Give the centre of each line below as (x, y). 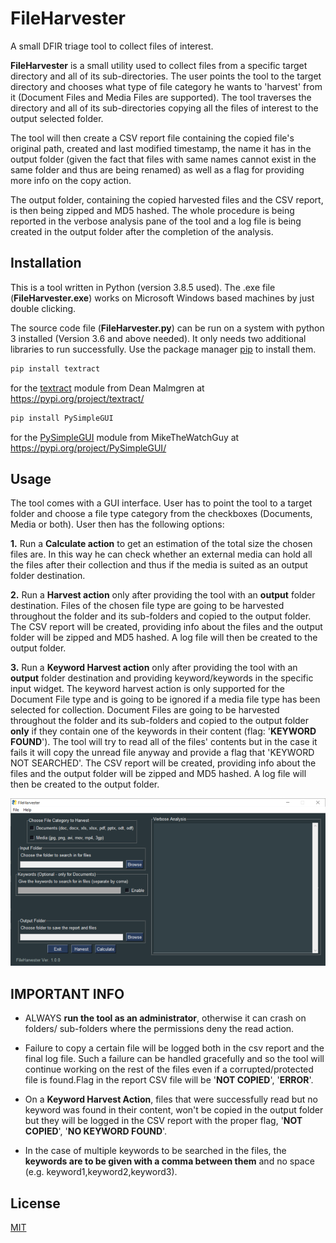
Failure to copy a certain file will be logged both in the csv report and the (174, 1048)
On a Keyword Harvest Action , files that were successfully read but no (171, 1099)
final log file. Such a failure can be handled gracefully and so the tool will (174, 1059)
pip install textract (55, 368)
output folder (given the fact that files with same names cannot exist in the (163, 159)
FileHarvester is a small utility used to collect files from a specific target (159, 65)
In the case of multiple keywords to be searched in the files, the (155, 1151)
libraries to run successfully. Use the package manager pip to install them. (163, 349)
